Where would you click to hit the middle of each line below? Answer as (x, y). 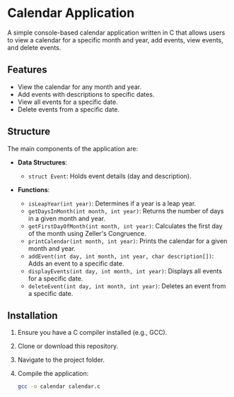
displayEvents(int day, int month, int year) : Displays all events (125, 271)
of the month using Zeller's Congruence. (87, 233)
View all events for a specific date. (68, 102)
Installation (33, 315)
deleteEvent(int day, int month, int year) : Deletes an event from (127, 286)
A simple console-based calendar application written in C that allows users (116, 32)
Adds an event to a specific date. (76, 263)
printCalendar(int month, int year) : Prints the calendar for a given (128, 241)
